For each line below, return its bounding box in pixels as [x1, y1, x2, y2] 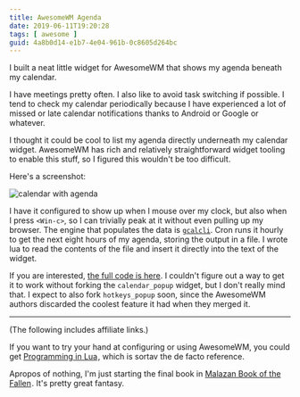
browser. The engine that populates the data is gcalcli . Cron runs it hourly [9, 225, 284, 236]
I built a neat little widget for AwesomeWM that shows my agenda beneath [9, 62, 283, 73]
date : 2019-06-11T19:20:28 [9, 21, 110, 30]
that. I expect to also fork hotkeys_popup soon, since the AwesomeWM [9, 289, 266, 300]
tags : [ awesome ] [9, 29, 78, 38]
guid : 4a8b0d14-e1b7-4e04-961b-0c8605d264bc [9, 37, 178, 47]
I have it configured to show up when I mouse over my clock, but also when [9, 206, 287, 217]
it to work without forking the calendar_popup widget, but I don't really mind [9, 280, 286, 291]
